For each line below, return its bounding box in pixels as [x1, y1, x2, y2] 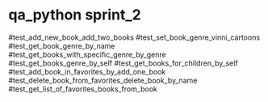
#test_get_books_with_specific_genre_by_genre [8, 49, 167, 59]
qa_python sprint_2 [8, 6, 141, 24]
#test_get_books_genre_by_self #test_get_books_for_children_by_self [8, 58, 238, 68]
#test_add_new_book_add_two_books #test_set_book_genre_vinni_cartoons [8, 32, 261, 42]
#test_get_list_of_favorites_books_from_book [8, 83, 157, 94]
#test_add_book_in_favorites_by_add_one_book [8, 66, 166, 76]
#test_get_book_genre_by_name [8, 40, 115, 50]
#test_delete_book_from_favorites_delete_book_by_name [8, 75, 198, 85]
